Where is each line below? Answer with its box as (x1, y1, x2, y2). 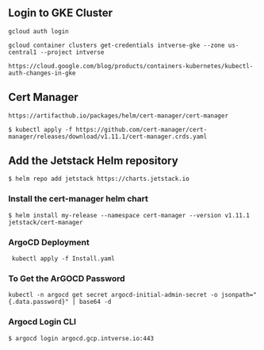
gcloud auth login (8, 27, 69, 35)
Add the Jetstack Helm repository (8, 154, 178, 167)
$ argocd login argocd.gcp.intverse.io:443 (8, 334, 155, 342)
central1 (8, 48, 37, 56)
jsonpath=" (220, 291, 258, 299)
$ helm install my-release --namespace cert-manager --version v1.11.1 (8, 211, 250, 219)
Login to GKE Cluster (8, 6, 113, 20)
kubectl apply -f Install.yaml (11, 255, 115, 263)
